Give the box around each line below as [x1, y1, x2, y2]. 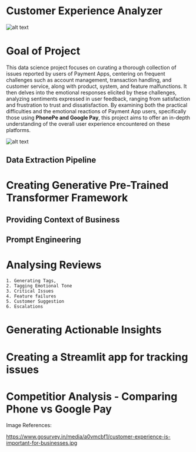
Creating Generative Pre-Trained [6, 179, 169, 192]
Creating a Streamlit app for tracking [6, 350, 188, 363]
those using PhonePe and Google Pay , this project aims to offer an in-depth [6, 114, 190, 121]
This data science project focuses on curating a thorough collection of [6, 64, 177, 71]
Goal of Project [6, 44, 81, 58]
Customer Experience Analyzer [6, 4, 163, 18]
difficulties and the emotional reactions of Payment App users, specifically [6, 107, 187, 114]
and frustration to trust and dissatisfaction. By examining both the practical [6, 101, 188, 109]
